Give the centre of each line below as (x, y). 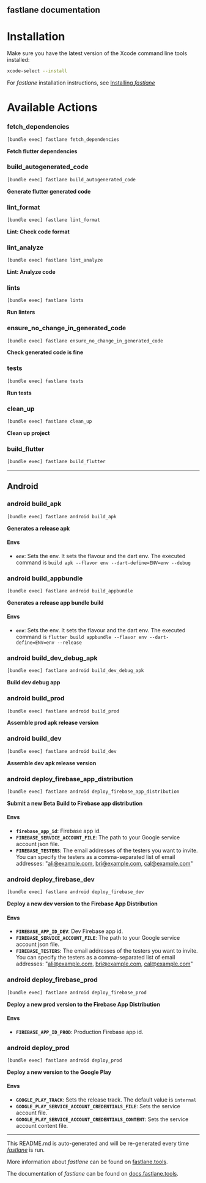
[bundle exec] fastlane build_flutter (56, 462)
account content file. (42, 1126)
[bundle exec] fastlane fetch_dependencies (63, 139)
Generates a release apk (39, 528)
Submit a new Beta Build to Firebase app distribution (75, 803)
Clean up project (28, 433)
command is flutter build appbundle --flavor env (81, 637)
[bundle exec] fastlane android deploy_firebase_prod (77, 992)
